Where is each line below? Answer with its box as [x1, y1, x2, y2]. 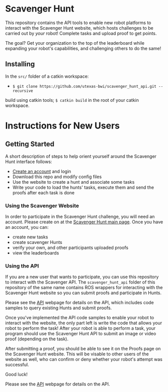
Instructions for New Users [5, 120, 120, 131]
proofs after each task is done [12, 189, 75, 196]
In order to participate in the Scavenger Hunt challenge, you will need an [5, 214, 155, 220]
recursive [12, 88, 34, 93]
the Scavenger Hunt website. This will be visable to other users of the [5, 351, 149, 357]
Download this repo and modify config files [12, 174, 102, 180]
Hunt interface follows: [5, 159, 53, 165]
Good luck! [5, 371, 28, 377]
